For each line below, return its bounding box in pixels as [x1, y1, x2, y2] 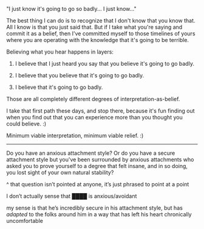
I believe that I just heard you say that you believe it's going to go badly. [15, 60, 194, 67]
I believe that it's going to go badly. [15, 83, 103, 91]
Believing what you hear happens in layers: [6, 48, 114, 55]
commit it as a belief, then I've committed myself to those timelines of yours [6, 30, 195, 37]
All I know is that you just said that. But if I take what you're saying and [6, 24, 183, 30]
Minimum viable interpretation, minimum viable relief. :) [6, 132, 144, 139]
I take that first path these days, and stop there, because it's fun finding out [6, 107, 195, 114]
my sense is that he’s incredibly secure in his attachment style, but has [6, 204, 183, 211]
